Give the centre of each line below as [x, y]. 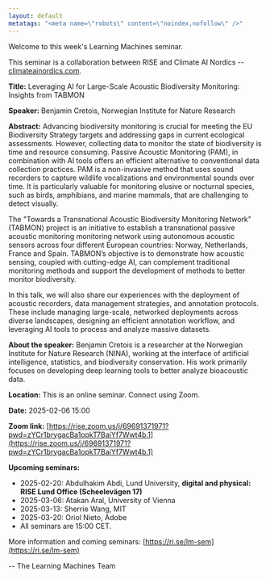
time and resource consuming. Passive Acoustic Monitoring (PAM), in [123, 152]
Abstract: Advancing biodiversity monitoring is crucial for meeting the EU [131, 126]
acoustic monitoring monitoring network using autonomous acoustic [122, 236]
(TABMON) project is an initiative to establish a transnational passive [122, 228]
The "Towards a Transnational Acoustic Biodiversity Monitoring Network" [130, 219]
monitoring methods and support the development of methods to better [127, 271]
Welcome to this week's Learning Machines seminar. [96, 46]
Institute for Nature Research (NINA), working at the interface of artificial [129, 353]
